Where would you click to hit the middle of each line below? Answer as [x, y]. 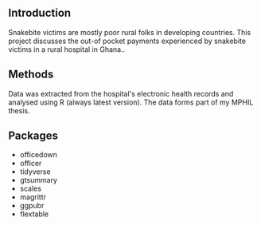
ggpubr [32, 206]
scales [31, 189]
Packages [33, 136]
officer [31, 164]
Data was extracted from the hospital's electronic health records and [121, 93]
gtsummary [39, 180]
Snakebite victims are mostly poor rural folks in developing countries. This [130, 32]
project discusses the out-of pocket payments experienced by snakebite [127, 41]
